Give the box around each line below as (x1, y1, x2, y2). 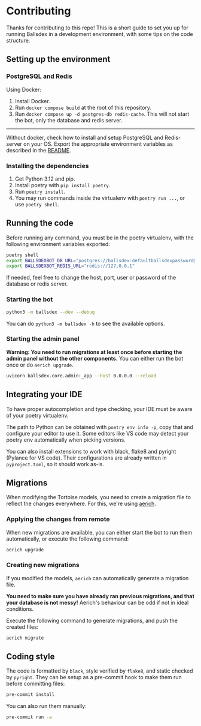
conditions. (6, 605, 34, 613)
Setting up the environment (6, 54, 111, 64)
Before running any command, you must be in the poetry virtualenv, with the (6, 234, 194, 241)
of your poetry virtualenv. (6, 412, 69, 419)
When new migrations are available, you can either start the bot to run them (6, 529, 193, 536)
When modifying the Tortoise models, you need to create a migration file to (6, 494, 191, 501)
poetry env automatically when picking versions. (6, 436, 126, 443)
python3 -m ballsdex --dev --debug (6, 309, 95, 315)
